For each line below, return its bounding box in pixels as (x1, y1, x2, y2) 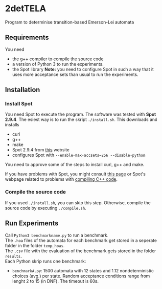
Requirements (5, 33, 49, 42)
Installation (5, 86, 40, 94)
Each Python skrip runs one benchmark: (5, 258, 86, 264)
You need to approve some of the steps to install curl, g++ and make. (5, 162, 144, 168)
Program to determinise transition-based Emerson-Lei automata (5, 19, 134, 25)
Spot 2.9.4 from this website (12, 147, 69, 153)
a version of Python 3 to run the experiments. (12, 61, 104, 67)
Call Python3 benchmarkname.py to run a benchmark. (5, 232, 109, 238)
